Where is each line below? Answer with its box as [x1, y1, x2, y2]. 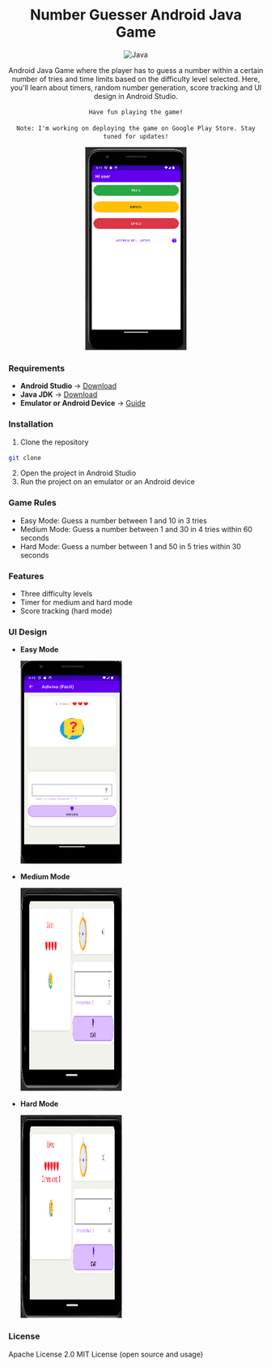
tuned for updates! [103, 132, 169, 140]
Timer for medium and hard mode [19, 598, 133, 607]
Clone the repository [19, 436, 89, 447]
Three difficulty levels [19, 589, 93, 598]
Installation [8, 419, 54, 430]
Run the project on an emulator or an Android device [19, 477, 196, 487]
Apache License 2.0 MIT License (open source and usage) [8, 1349, 204, 1359]
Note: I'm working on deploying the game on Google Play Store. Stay [15, 124, 256, 132]
